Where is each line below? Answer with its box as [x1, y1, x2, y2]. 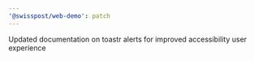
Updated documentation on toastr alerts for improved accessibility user [8, 34, 248, 44]
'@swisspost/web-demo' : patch [8, 11, 111, 20]
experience [8, 42, 46, 53]
